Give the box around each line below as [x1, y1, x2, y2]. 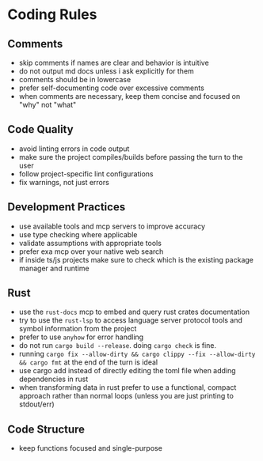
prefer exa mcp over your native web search [18, 247, 164, 256]
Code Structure [7, 422, 85, 436]
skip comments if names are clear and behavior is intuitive [18, 58, 209, 67]
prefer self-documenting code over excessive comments [18, 83, 205, 93]
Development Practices [7, 200, 126, 214]
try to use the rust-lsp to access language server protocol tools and [18, 316, 243, 325]
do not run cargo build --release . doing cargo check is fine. [18, 341, 217, 350]
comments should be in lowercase [18, 75, 131, 84]
